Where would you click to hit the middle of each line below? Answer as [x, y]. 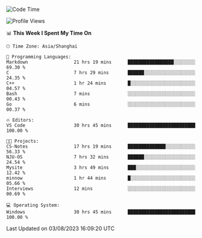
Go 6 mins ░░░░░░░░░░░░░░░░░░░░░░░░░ [101, 104]
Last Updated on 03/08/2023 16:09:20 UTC [60, 228]
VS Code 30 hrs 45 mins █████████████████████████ [101, 125]
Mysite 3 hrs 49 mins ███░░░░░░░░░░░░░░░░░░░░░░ [101, 168]
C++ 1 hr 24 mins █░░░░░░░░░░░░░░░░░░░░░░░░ [101, 83]
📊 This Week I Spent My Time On [49, 33]
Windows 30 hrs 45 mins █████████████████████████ [101, 212]
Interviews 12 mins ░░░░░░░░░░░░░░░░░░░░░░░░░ [101, 189]
